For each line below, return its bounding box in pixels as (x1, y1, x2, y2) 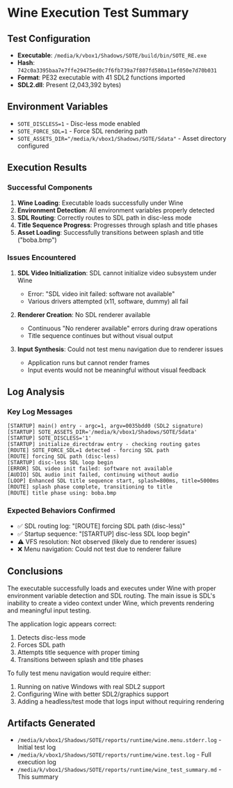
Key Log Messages (7, 407, 73, 417)
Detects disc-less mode (17, 633, 86, 642)
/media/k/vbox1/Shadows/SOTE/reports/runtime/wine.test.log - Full (17, 750, 212, 759)
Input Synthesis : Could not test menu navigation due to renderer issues (17, 345, 224, 353)
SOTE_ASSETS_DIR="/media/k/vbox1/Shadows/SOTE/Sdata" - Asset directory (17, 134, 227, 142)
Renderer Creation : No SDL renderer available (17, 310, 151, 318)
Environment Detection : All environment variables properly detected (17, 206, 215, 214)
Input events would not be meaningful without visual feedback (27, 366, 207, 374)
